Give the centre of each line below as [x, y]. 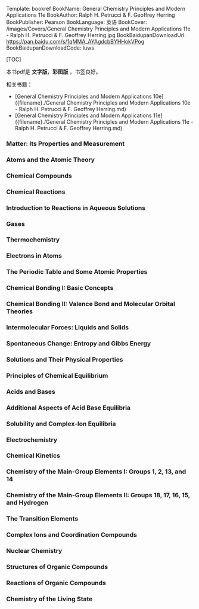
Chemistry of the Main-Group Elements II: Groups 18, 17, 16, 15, [98, 495]
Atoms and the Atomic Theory [51, 160]
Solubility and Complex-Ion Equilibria [61, 424]
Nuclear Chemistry [34, 551]
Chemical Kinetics [33, 455]
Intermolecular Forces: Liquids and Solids [68, 328]
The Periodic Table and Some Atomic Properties [77, 272]
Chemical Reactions [36, 192]
